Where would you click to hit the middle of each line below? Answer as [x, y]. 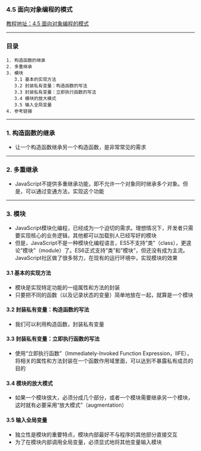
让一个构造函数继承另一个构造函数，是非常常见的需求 [80, 147]
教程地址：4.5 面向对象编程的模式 [48, 24]
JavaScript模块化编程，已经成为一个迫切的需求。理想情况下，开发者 [99, 228]
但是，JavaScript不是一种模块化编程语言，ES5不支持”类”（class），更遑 [103, 243]
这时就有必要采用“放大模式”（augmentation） [71, 405]
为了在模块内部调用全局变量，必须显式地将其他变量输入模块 [88, 442]
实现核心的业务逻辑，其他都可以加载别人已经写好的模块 [88, 235]
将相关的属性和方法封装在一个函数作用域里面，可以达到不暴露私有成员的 [104, 361]
